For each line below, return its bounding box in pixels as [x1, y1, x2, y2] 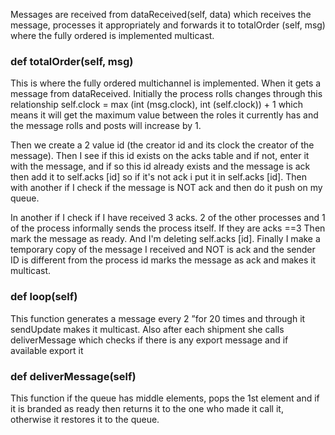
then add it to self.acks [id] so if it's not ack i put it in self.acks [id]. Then [10, 171, 307, 183]
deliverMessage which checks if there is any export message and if [10, 334, 289, 346]
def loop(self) [10, 290, 78, 304]
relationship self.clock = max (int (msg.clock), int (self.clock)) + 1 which [10, 99, 304, 111]
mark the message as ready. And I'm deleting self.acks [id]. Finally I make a [10, 233, 321, 245]
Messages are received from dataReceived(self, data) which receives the [10, 9, 312, 20]
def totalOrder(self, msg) [10, 54, 134, 68]
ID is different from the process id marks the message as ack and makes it [10, 254, 317, 266]
